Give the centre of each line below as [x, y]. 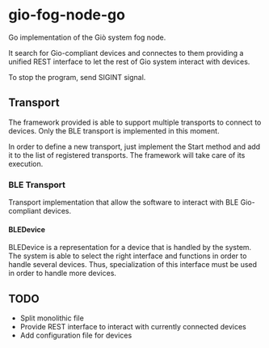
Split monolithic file [52, 318]
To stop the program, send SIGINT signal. [77, 77]
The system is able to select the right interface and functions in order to [128, 256]
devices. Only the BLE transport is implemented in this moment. [114, 130]
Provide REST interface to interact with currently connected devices [133, 327]
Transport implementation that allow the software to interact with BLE [124, 202]
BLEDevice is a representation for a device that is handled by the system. [130, 248]
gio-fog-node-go [67, 15]
